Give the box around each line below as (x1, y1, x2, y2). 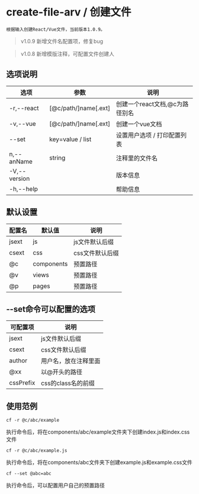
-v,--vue (9, 119, 37, 128)
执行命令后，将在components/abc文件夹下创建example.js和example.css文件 (6, 459, 192, 466)
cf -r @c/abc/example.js (6, 448, 68, 454)
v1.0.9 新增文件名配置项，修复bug (20, 37, 104, 44)
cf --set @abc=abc (6, 471, 52, 477)
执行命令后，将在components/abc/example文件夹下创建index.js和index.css (6, 428, 190, 436)
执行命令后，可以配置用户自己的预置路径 (6, 482, 105, 489)
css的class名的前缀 (40, 379, 95, 387)
